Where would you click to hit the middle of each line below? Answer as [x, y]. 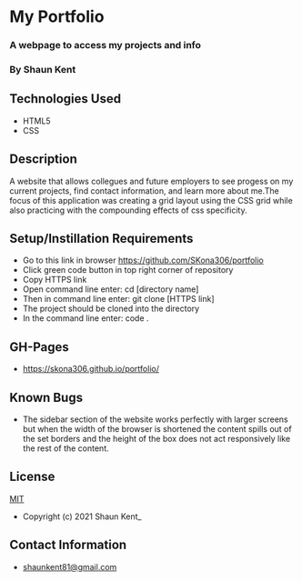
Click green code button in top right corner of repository [128, 270]
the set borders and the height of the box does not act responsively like [156, 439]
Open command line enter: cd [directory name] [111, 289]
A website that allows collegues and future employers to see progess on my [151, 181]
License [32, 477]
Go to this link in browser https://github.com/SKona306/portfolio [143, 260]
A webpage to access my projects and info [106, 45]
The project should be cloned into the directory [111, 309]
